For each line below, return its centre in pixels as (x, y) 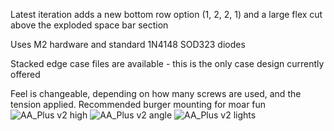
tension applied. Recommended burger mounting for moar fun (138, 104)
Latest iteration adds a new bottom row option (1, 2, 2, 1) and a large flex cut (166, 14)
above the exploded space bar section (89, 25)
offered (25, 74)
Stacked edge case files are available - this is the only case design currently (167, 63)
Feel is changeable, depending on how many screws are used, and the (156, 93)
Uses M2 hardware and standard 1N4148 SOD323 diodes (128, 44)
